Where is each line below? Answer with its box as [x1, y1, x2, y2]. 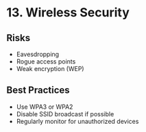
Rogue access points [16, 57, 76, 66]
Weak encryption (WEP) [16, 65, 84, 72]
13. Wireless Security [6, 5, 130, 21]
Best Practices [6, 84, 70, 96]
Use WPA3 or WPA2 [16, 103, 73, 111]
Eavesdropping [16, 50, 60, 58]
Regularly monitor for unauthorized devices [16, 117, 139, 125]
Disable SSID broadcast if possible [16, 109, 114, 118]
